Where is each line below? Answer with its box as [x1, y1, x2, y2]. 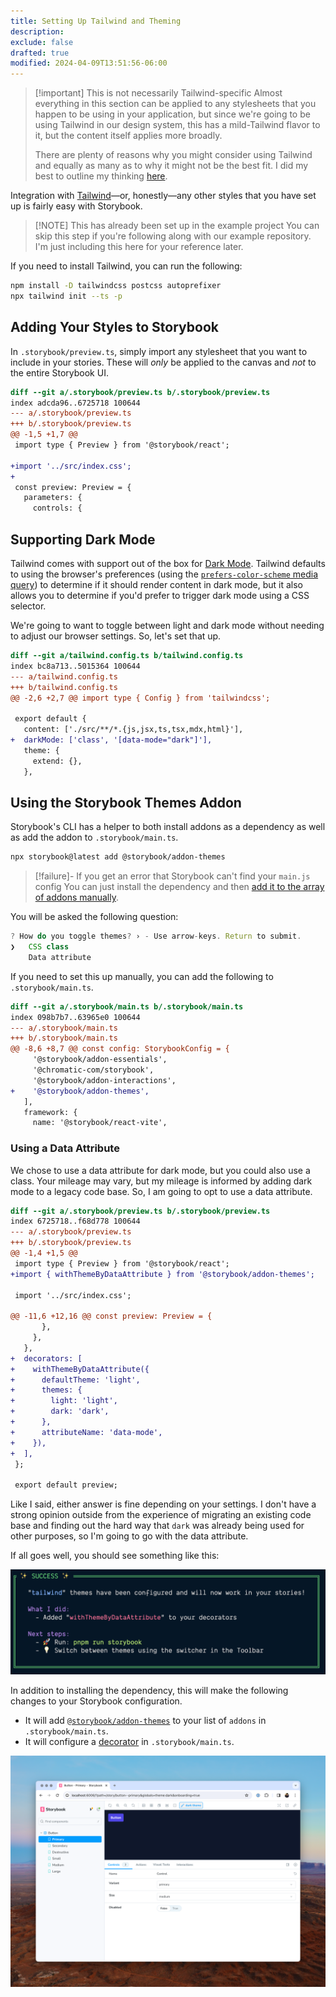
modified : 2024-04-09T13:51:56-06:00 [10, 58, 168, 69]
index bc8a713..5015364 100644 [10, 661, 141, 671]
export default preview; [14, 1480, 118, 1490]
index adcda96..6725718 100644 [10, 398, 141, 408]
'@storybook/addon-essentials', [32, 1055, 168, 1065]
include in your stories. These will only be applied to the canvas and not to [10, 356, 317, 368]
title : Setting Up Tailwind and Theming [10, 16, 182, 26]
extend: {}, [32, 756, 83, 766]
